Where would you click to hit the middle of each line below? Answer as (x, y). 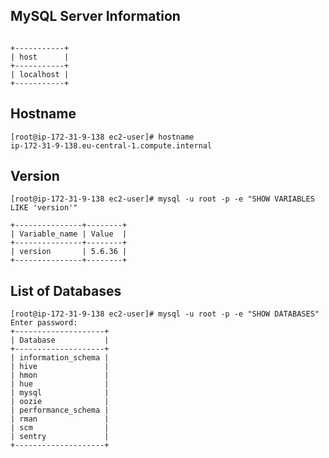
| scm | (60, 428)
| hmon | (60, 375)
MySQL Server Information (95, 16)
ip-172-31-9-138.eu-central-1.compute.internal (111, 145)
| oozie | (60, 402)
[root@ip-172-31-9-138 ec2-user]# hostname (102, 137)
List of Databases (66, 290)
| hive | (60, 367)
